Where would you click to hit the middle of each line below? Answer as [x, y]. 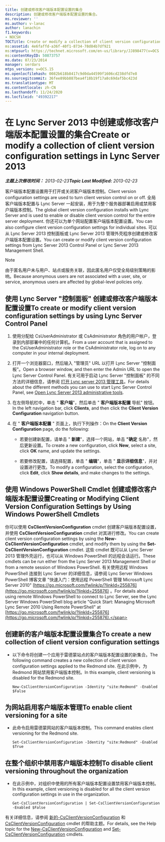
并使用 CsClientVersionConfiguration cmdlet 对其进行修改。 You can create [82, 533]
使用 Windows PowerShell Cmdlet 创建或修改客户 [81, 489]
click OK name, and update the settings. [60, 451]
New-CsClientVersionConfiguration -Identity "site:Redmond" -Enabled [85, 687]
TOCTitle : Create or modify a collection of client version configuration [83, 42]
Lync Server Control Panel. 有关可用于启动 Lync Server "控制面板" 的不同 [86, 375]
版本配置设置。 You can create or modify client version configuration [82, 240]
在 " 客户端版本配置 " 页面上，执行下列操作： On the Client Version [80, 423]
